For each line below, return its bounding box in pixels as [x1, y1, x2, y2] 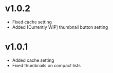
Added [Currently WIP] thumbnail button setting [12, 24, 108, 30]
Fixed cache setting [12, 19, 52, 25]
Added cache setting [12, 57, 55, 63]
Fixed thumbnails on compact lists [12, 62, 81, 68]
